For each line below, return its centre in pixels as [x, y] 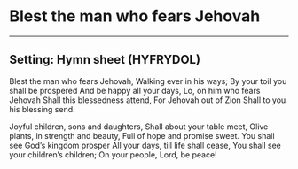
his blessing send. [42, 109]
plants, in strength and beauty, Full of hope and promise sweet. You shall [142, 135]
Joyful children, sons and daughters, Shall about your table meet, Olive [139, 127]
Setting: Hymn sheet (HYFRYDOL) [105, 60]
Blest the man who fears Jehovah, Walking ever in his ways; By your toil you [148, 81]
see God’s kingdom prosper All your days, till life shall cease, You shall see [145, 145]
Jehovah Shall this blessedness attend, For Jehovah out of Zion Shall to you [148, 100]
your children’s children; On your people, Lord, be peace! [113, 154]
